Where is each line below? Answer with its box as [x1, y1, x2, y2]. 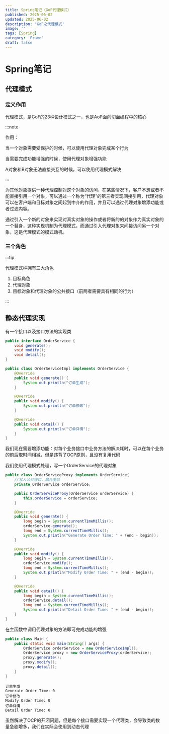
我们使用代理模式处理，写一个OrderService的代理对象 [5, 463, 117, 469]
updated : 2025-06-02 [5, 17, 49, 22]
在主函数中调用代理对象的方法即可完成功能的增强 [5, 626, 107, 632]
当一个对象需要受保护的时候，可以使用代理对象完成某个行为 [5, 144, 129, 151]
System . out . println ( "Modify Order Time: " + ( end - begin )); [23, 570, 154, 575]
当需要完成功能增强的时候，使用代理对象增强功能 [5, 156, 107, 162]
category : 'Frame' [5, 36, 44, 41]
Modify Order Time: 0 [5, 698, 51, 703]
